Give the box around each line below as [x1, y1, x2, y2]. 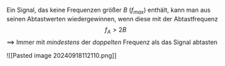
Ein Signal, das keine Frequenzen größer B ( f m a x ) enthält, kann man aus [6, 6, 211, 16]
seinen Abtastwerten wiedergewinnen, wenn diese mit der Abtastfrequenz [6, 14, 219, 23]
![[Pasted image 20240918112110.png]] [6, 51, 117, 59]
